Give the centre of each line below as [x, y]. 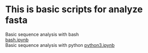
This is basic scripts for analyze [74, 9]
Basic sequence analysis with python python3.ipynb [60, 45]
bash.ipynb [17, 40]
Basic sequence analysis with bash [42, 34]
